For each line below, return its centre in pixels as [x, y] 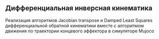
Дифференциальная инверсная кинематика [79, 8]
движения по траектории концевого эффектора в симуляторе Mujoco [80, 31]
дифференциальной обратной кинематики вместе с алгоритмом [74, 25]
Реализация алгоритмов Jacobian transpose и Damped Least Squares [79, 20]
